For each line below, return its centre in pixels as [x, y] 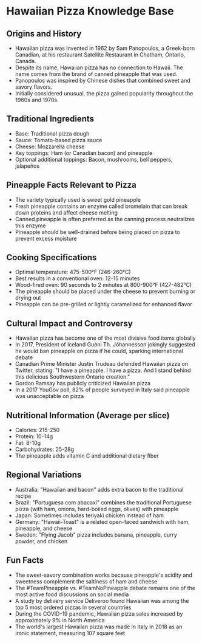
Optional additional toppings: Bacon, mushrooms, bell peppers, [94, 159]
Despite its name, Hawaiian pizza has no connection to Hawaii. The [99, 67]
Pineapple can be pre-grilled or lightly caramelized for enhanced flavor [104, 304]
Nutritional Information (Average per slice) [88, 415]
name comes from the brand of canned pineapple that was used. [96, 74]
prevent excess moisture [46, 238]
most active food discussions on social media [72, 594]
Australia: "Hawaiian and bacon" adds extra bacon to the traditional [99, 489]
